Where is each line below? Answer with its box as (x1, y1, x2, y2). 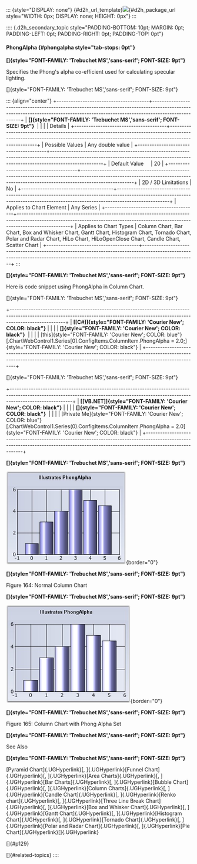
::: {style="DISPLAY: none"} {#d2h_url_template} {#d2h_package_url (6, 6, 176, 13)
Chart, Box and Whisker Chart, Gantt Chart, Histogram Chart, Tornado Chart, (6, 229, 192, 236)
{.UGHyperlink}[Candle (6, 791, 62, 799)
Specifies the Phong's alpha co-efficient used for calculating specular (6, 68, 175, 75)
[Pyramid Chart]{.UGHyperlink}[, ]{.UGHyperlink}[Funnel (6, 766, 143, 773)
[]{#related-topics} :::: (6, 852, 59, 859)
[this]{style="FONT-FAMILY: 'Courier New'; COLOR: (40, 331, 166, 339)
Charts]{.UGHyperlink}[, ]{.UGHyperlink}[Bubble (54, 778, 172, 786)
